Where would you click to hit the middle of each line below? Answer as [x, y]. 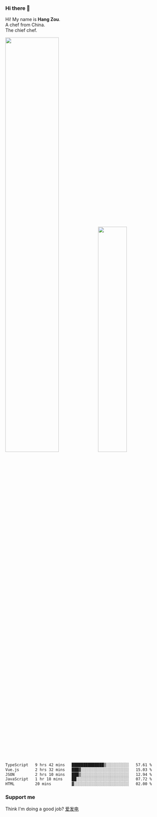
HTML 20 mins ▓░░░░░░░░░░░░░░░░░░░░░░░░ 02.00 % [79, 784]
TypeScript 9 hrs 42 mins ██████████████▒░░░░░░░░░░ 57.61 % [79, 765]
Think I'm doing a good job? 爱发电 [42, 809]
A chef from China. [25, 25]
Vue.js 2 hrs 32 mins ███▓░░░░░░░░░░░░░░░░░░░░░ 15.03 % [79, 770]
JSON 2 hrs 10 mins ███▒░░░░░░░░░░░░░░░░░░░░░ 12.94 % [79, 774]
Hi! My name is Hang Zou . [33, 20]
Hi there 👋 [18, 8]
